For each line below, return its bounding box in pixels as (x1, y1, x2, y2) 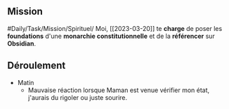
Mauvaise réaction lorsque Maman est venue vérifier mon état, (27, 86, 210, 94)
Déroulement (7, 60, 66, 72)
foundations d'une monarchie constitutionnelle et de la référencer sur (7, 32, 216, 40)
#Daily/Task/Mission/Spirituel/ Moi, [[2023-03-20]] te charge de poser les (7, 24, 223, 32)
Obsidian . (7, 39, 37, 48)
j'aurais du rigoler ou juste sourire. (27, 93, 128, 101)
